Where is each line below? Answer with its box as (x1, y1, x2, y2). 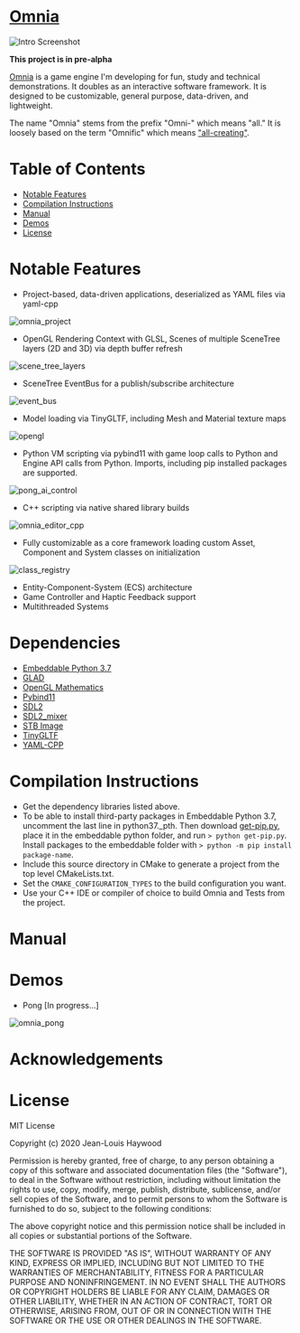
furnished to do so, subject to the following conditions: (9, 1203, 212, 1214)
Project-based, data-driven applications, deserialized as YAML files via (22, 288, 286, 299)
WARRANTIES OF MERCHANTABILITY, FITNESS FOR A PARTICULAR (9, 1267, 264, 1278)
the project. (22, 896, 66, 907)
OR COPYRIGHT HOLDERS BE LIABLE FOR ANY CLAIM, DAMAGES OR (9, 1286, 270, 1297)
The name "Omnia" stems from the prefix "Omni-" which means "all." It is (9, 117, 281, 128)
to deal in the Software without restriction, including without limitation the (9, 1174, 281, 1185)
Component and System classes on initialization (22, 547, 201, 558)
